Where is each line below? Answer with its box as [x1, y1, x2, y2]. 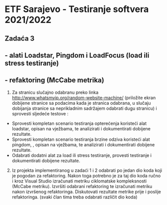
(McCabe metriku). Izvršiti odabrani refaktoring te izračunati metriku [11, 183, 152, 189]
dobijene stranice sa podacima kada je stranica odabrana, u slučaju [11, 100, 151, 106]
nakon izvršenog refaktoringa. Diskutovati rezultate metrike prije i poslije [11, 188, 161, 194]
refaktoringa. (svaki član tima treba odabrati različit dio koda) [11, 194, 138, 200]
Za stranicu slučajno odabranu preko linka [11, 89, 98, 95]
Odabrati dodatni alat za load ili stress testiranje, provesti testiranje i [11, 152, 152, 158]
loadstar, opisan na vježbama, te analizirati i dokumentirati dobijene [11, 125, 151, 131]
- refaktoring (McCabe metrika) [4, 76, 104, 85]
